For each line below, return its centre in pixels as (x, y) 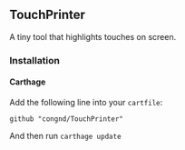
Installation (35, 60)
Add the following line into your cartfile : (86, 102)
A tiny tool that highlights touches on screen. (93, 36)
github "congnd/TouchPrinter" (67, 119)
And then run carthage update (65, 135)
